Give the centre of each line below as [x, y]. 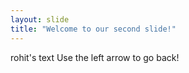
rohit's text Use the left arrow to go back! [95, 57]
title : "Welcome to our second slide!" [93, 29]
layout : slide [40, 19]
